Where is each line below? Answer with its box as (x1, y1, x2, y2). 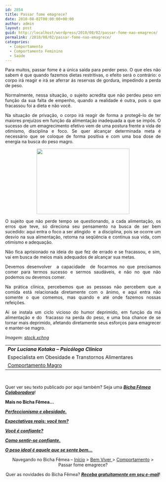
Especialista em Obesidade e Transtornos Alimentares (7, 354, 133, 361)
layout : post (5, 26, 32, 31)
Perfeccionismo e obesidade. (5, 409, 67, 415)
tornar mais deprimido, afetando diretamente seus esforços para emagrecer (5, 320, 161, 326)
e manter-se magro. (5, 325, 45, 331)
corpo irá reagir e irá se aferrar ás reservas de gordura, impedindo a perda (5, 77, 161, 83)
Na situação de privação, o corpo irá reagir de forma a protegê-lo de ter (5, 112, 161, 118)
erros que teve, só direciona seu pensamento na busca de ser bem (5, 223, 161, 229)
